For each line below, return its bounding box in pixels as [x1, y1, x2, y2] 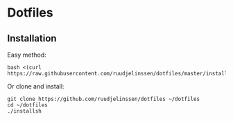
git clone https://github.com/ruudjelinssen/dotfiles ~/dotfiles [7, 95, 200, 102]
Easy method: [7, 50, 46, 59]
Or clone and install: [7, 82, 64, 91]
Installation [7, 32, 57, 44]
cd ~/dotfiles [7, 102, 49, 109]
